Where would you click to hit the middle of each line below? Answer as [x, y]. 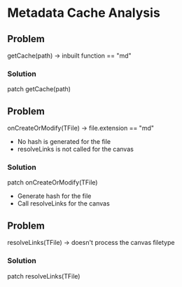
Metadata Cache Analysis [84, 13]
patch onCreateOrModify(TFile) [52, 182]
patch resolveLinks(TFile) [44, 276]
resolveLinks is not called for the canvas [76, 149]
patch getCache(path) [39, 89]
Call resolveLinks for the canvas [63, 203]
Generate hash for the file [54, 196]
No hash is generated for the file [64, 142]
